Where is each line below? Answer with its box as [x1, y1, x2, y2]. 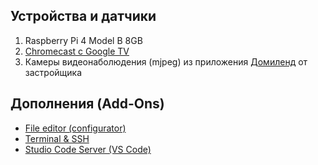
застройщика [24, 66, 83, 78]
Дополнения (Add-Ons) [10, 95, 165, 113]
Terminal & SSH [24, 132, 90, 144]
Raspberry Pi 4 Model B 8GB [24, 34, 143, 46]
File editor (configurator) [24, 122, 127, 134]
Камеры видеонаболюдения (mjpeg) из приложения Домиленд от [24, 55, 308, 68]
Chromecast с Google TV [24, 45, 130, 57]
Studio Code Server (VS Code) [24, 143, 152, 155]
